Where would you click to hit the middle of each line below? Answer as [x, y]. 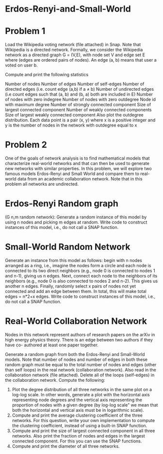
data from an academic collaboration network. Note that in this [80, 179]
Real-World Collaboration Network [76, 321]
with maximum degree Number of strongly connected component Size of [78, 105]
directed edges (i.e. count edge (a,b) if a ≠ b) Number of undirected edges [80, 89]
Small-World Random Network [68, 247]
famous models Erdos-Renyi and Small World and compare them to [72, 174]
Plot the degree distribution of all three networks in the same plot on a [82, 389]
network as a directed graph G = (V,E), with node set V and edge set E [75, 55]
